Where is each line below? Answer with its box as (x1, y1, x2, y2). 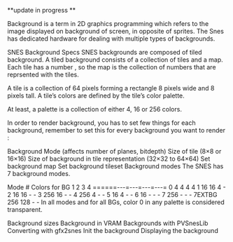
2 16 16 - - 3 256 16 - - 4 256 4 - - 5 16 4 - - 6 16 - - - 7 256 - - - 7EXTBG (7, 191, 218, 199)
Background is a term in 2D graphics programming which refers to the (7, 20, 209, 27)
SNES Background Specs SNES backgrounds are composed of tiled (7, 48, 202, 56)
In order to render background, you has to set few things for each (7, 119, 196, 127)
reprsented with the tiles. (7, 70, 79, 79)
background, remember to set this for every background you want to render (7, 126, 226, 134)
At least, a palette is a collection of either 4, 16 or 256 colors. (7, 105, 182, 113)
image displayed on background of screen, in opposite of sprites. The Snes (7, 27, 224, 35)
